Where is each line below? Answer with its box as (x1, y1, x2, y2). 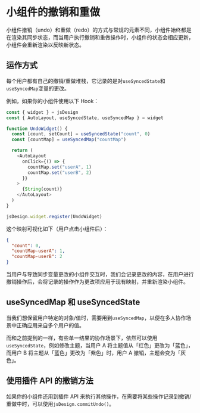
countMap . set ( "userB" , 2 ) (27, 169, 92, 176)
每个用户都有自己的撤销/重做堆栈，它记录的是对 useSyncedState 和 (6, 77, 165, 84)
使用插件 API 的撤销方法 (6, 376, 94, 386)
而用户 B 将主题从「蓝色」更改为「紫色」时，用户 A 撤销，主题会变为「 (6, 349, 181, 356)
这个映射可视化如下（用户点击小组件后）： (6, 225, 108, 232)
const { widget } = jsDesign (6, 109, 79, 115)
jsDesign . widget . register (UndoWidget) (6, 213, 102, 219)
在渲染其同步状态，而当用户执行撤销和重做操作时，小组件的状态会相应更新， (6, 33, 194, 41)
